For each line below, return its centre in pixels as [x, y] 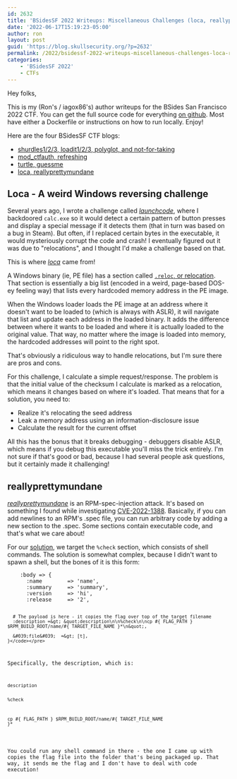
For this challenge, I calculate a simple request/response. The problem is [113, 377]
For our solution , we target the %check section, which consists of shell [108, 547]
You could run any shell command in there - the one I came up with [110, 751]
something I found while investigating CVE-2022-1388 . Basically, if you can [116, 511]
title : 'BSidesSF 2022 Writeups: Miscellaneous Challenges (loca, [107, 20]
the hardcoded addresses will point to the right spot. [84, 342]
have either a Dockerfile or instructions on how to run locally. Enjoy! [105, 121]
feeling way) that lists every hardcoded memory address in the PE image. [122, 291]
